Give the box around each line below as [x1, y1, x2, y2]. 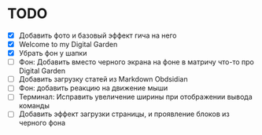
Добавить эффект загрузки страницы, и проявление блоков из [18, 109, 230, 119]
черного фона [18, 119, 66, 128]
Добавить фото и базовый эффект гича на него [18, 31, 177, 40]
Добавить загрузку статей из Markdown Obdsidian [18, 75, 188, 84]
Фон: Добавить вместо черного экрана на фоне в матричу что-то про [18, 57, 255, 67]
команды [18, 101, 50, 111]
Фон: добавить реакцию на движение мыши [18, 83, 168, 93]
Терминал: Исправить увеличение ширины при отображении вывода [18, 92, 253, 102]
